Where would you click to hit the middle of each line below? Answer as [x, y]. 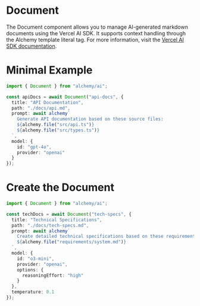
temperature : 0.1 [33, 292]
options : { [30, 270]
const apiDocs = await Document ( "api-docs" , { [65, 97]
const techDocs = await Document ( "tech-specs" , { [69, 214]
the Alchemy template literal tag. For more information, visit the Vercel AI [95, 39]
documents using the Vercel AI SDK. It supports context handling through [96, 33]
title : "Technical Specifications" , [57, 220]
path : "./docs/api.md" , [41, 108]
